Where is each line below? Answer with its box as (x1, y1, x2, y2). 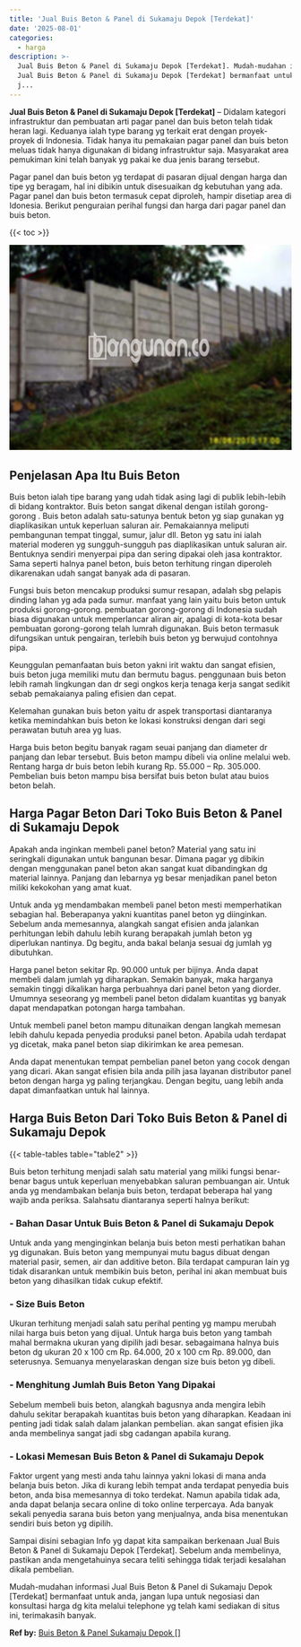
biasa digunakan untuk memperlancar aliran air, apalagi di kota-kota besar (9, 614, 283, 625)
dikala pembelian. (9, 1564, 74, 1574)
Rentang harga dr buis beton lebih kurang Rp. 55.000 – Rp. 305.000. (9, 761, 262, 772)
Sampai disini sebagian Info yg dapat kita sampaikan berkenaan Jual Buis (9, 1535, 280, 1546)
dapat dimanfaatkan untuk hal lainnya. (9, 1085, 150, 1096)
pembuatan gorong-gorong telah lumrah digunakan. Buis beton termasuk (9, 623, 279, 634)
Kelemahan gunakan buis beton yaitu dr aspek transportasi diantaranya (9, 706, 272, 716)
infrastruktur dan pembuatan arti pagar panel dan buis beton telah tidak (9, 116, 273, 126)
